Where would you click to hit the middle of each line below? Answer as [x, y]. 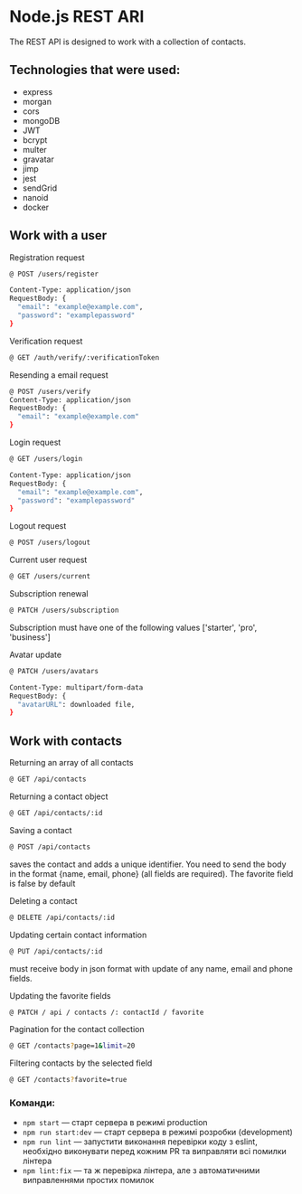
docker [36, 207]
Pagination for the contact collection [77, 1029]
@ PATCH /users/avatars [54, 671]
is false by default [42, 883]
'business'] [30, 637]
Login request [35, 442]
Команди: [33, 1103]
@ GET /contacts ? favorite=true [68, 1080]
